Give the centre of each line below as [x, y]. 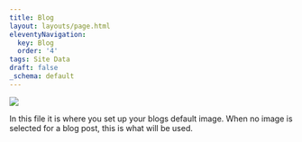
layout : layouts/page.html [60, 26]
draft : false [34, 68]
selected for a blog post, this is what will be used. [101, 128]
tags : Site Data [40, 59]
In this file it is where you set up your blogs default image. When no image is [151, 119]
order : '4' [38, 51]
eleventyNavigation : [48, 34]
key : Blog [36, 43]
